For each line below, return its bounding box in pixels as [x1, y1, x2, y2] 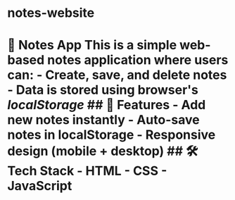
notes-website [7, 5, 95, 21]
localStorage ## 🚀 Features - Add [7, 97, 206, 113]
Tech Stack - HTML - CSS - [7, 163, 167, 179]
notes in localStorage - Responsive [7, 127, 216, 143]
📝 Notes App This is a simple [7, 37, 177, 54]
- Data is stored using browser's [7, 82, 199, 98]
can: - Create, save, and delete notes [7, 67, 227, 83]
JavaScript [7, 178, 72, 194]
